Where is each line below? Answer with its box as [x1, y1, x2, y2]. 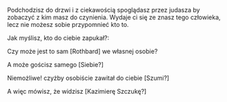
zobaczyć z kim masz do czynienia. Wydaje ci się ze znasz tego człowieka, [7, 13, 221, 21]
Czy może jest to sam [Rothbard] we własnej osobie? [7, 48, 158, 55]
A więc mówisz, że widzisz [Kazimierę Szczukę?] [7, 88, 147, 95]
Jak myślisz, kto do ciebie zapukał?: [7, 34, 110, 42]
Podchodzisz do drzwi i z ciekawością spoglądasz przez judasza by [7, 6, 200, 14]
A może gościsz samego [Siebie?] [7, 61, 104, 68]
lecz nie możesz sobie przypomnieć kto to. [7, 21, 129, 28]
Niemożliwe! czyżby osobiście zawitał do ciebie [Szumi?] [7, 74, 170, 82]
